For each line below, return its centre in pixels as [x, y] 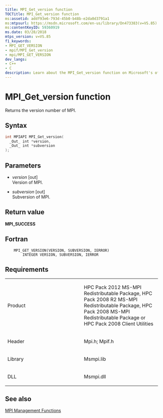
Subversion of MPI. [31, 197]
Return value [25, 212]
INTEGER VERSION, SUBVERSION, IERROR [60, 255]
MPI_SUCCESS [20, 224]
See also [18, 399]
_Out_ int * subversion [32, 146]
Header [16, 342]
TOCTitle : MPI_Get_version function [42, 14]
